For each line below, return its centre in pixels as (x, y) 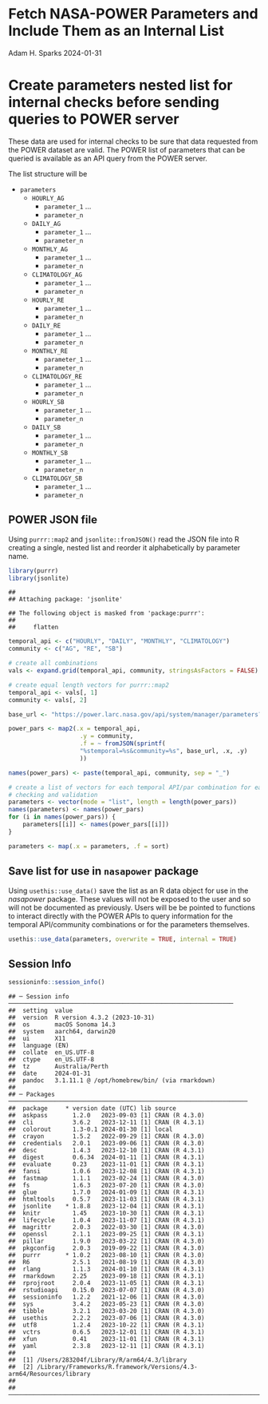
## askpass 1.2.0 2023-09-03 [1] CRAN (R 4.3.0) (106, 1116)
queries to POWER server (94, 119)
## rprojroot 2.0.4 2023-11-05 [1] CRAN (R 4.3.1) (106, 1283)
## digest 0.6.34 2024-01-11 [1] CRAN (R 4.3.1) (106, 1158)
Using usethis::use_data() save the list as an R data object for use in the (128, 890)
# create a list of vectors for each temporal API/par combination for (130, 787)
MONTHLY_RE (50, 351)
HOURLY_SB (48, 402)
